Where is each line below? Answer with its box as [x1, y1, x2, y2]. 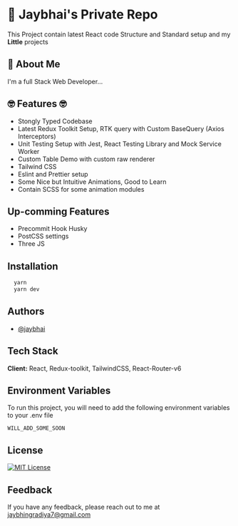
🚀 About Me [7, 58, 61, 71]
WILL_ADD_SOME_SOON [7, 425, 66, 432]
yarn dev [14, 286, 40, 293]
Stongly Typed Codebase [17, 117, 93, 125]
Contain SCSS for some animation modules [17, 185, 145, 193]
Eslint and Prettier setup [17, 170, 88, 178]
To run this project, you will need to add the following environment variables [7, 403, 230, 412]
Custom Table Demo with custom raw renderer [17, 155, 155, 163]
